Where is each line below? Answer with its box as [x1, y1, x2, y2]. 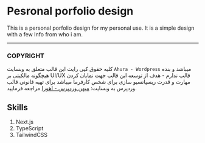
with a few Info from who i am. [7, 30, 83, 38]
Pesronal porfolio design [7, 4, 134, 18]
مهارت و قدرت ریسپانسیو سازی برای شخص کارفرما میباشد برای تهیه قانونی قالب [7, 78, 191, 85]
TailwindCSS [15, 131, 48, 139]
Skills [7, 102, 28, 113]
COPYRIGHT [7, 52, 45, 60]
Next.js [15, 118, 34, 125]
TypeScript [15, 125, 44, 132]
